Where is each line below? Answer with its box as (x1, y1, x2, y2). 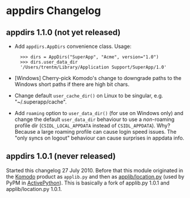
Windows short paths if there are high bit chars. (14, 81, 130, 88)
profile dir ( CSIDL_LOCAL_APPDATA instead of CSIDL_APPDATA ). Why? (14, 122, 171, 129)
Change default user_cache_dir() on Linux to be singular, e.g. (14, 92, 164, 99)
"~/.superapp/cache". (14, 98, 67, 105)
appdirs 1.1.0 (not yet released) (6, 27, 121, 37)
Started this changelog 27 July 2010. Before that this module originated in (6, 166, 184, 173)
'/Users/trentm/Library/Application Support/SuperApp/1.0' (20, 64, 167, 70)
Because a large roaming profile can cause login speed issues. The (14, 128, 177, 135)
